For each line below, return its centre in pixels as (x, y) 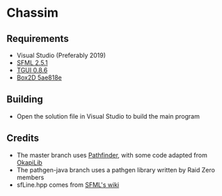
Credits (23, 138)
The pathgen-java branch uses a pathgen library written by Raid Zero (116, 169)
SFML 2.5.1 (32, 63)
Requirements (38, 39)
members (30, 177)
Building (25, 99)
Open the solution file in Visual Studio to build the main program (108, 116)
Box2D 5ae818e (39, 77)
